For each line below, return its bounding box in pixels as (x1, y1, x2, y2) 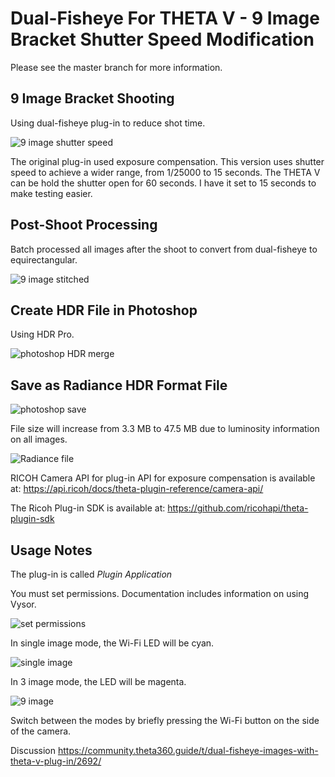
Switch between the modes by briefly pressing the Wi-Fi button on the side (10, 715, 320, 726)
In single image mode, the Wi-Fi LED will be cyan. (10, 637, 215, 649)
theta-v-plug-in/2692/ (10, 755, 102, 767)
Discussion (10, 745, 56, 756)
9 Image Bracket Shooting (10, 90, 175, 107)
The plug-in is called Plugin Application (10, 568, 173, 580)
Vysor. (10, 598, 37, 610)
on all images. (10, 433, 68, 446)
